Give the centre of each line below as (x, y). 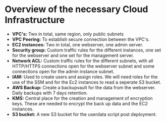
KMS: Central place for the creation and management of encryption (82, 98)
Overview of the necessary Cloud (76, 9)
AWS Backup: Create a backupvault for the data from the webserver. (84, 87)
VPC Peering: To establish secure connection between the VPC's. (81, 39)
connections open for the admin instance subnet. (63, 71)
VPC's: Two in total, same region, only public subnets (68, 34)
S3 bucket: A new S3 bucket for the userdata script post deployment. (84, 114)
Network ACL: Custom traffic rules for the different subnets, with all (82, 60)
